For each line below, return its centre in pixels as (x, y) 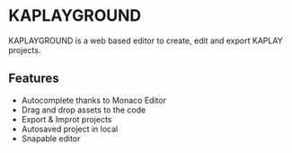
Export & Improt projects (66, 119)
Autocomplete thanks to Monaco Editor (94, 100)
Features (34, 79)
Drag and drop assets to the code (84, 110)
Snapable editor (51, 138)
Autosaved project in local (70, 129)
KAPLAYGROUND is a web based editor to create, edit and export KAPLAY (146, 40)
